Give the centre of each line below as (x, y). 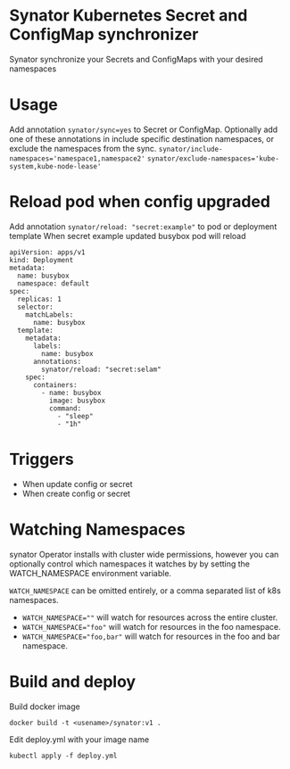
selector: (35, 307)
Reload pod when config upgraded (140, 202)
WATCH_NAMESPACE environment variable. (91, 573)
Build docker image (45, 707)
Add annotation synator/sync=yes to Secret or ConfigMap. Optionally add (144, 129)
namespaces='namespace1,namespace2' (77, 158)
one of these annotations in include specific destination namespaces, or (142, 138)
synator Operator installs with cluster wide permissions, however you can (144, 554)
